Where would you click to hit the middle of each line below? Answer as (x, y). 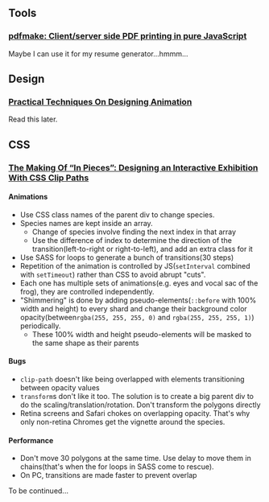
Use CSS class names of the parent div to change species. (117, 214)
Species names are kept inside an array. (86, 223)
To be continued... (38, 491)
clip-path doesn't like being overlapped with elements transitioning (132, 379)
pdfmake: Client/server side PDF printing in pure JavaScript (128, 36)
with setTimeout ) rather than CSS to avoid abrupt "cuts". (113, 274)
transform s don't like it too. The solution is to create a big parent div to (137, 397)
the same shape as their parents (85, 343)
